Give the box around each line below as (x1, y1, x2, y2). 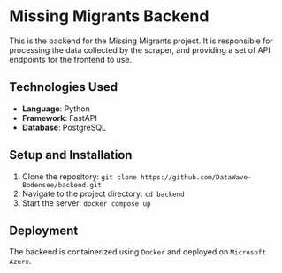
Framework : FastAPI (21, 112, 97, 123)
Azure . (9, 256, 32, 267)
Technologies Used (9, 80, 118, 95)
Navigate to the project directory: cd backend (21, 188, 185, 199)
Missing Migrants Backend (9, 6, 210, 27)
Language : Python (21, 103, 90, 114)
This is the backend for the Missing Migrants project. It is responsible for (9, 35, 274, 46)
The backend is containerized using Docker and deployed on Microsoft (9, 246, 267, 257)
